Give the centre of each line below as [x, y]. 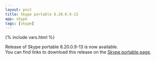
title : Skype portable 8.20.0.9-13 [42, 14]
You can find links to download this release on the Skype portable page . [78, 52]
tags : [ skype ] [20, 23]
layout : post [19, 10]
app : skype [16, 19]
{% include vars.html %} [30, 37]
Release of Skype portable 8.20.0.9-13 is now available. [62, 47]
